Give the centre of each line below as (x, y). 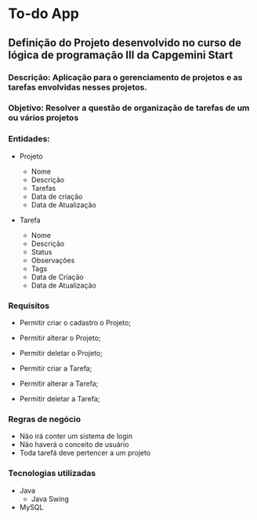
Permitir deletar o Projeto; (61, 353)
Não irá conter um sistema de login (76, 436)
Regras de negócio (44, 419)
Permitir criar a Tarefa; (56, 368)
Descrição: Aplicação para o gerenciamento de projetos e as (125, 77)
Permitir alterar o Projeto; (60, 338)
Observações (53, 260)
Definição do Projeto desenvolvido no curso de (125, 43)
